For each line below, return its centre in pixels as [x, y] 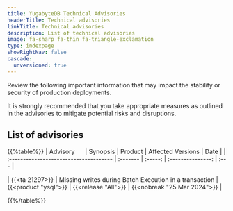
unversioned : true [40, 65]
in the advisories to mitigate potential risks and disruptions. [92, 113]
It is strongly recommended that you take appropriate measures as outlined [115, 105]
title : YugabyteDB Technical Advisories [67, 14]
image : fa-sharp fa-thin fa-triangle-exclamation [81, 40]
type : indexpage [31, 46]
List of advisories [46, 135]
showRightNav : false [37, 53]
